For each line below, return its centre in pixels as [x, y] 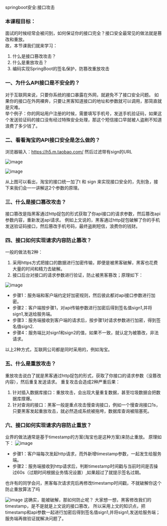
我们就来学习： [42, 46]
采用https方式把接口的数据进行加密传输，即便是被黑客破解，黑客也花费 [85, 263]
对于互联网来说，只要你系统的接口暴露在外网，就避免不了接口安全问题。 [79, 95]
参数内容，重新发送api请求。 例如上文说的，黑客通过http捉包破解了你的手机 [83, 220]
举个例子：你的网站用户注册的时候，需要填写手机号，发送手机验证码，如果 [81, 113]
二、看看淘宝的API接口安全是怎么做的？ [53, 140]
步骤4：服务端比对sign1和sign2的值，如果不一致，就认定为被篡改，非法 [85, 333]
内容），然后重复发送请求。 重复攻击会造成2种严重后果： [63, 382]
